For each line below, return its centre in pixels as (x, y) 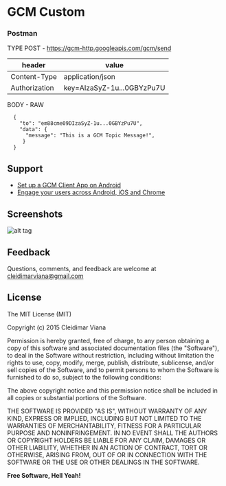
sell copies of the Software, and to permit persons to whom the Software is (113, 370)
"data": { (34, 130)
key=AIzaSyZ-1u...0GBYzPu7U (114, 88)
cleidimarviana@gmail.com (45, 276)
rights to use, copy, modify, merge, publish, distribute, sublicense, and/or (111, 362)
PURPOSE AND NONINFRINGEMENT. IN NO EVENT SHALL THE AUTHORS (113, 432)
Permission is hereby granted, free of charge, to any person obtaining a (108, 340)
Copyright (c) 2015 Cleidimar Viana (57, 327)
